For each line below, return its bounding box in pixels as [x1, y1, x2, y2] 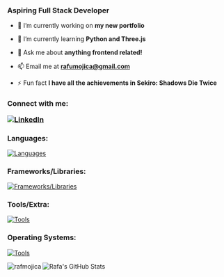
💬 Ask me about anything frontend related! [17, 48, 143, 57]
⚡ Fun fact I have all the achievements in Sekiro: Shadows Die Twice [17, 79, 217, 87]
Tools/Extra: [7, 200, 50, 209]
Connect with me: [7, 99, 69, 109]
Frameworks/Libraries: [7, 166, 86, 176]
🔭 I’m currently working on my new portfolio [17, 22, 145, 30]
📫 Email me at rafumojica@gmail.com [17, 62, 131, 71]
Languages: [7, 133, 49, 143]
